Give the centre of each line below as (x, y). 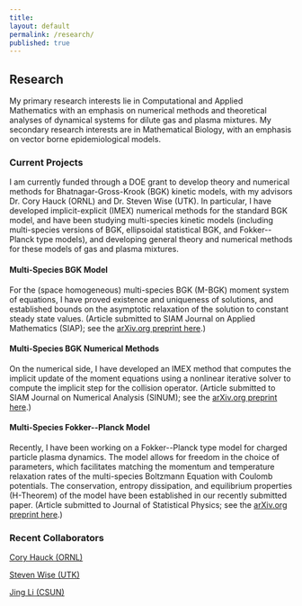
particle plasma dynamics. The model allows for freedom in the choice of (145, 457)
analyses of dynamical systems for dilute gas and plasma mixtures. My (140, 120)
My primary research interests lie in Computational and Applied (126, 101)
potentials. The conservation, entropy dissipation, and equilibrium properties (151, 485)
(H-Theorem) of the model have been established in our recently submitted (148, 495)
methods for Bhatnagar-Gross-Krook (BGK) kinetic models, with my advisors (151, 192)
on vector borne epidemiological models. (85, 140)
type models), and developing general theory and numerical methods (164, 240)
